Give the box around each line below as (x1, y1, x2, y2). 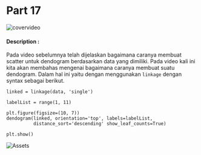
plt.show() (6, 131, 34, 137)
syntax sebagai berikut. (6, 77, 65, 84)
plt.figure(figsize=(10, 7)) (6, 110, 80, 116)
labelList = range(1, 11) (6, 100, 71, 106)
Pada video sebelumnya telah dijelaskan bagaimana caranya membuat (6, 51, 182, 58)
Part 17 (6, 4, 41, 18)
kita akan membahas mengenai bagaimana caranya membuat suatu (6, 64, 175, 72)
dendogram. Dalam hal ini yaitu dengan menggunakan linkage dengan (6, 71, 182, 78)
